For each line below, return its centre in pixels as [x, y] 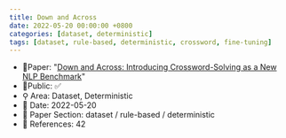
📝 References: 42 [54, 124]
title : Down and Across [53, 17]
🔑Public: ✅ [42, 86]
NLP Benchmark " [54, 77]
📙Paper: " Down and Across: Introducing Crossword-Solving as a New [149, 67]
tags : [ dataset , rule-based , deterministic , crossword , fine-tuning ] [141, 42]
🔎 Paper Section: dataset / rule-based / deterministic [119, 115]
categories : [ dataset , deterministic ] [81, 34]
